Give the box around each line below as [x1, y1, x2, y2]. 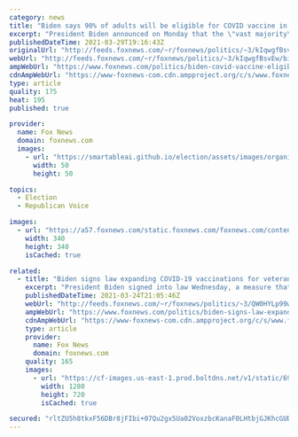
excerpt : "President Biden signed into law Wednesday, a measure [25, 283, 272, 293]
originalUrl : [9, 46, 58, 55]
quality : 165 [25, 357, 74, 366]
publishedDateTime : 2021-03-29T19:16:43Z [9, 37, 165, 47]
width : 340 [25, 234, 66, 243]
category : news [9, 12, 66, 22]
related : [9, 267, 42, 276]
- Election [17, 193, 58, 202]
